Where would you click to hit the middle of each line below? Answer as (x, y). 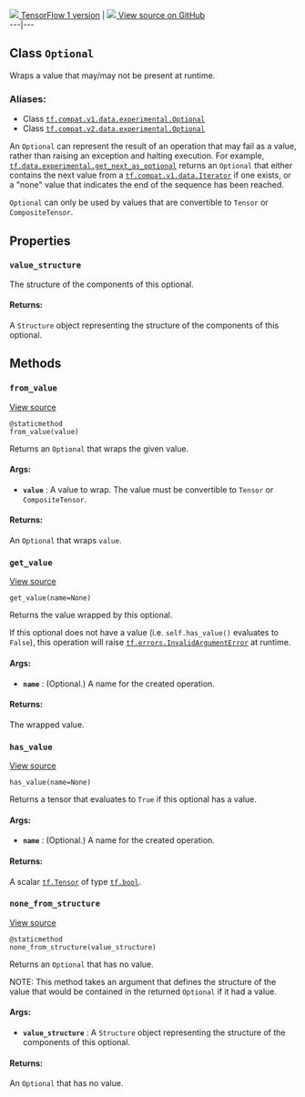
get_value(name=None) (51, 598)
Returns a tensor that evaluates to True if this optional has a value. (133, 799)
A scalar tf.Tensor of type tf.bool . (75, 881)
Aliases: (28, 98)
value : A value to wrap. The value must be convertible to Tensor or (148, 489)
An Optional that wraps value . (66, 541)
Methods (36, 364)
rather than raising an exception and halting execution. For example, (137, 156)
